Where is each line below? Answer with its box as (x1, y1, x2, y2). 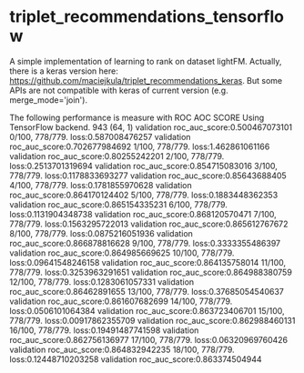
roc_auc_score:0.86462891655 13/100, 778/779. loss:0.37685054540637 (9, 286, 285, 297)
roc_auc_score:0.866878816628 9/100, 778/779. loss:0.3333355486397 (9, 237, 281, 248)
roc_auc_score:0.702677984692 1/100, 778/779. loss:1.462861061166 (9, 141, 270, 152)
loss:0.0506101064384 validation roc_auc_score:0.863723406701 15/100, (9, 305, 285, 316)
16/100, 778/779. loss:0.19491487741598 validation (9, 325, 199, 336)
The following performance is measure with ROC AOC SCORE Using (9, 112, 265, 123)
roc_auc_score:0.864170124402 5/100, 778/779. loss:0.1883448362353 (9, 189, 279, 200)
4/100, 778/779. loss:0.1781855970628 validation (9, 179, 193, 190)
